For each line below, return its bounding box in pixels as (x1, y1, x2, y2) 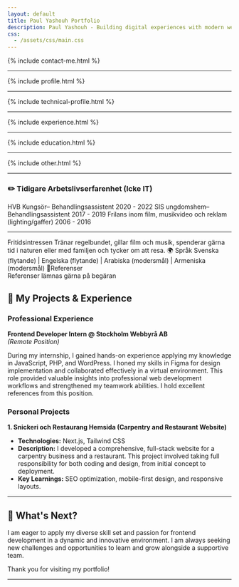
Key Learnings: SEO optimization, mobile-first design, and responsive (17, 474, 223, 483)
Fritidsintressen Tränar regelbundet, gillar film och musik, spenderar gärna (7, 238, 225, 246)
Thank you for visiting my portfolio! (7, 565, 110, 573)
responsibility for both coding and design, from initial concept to (17, 459, 206, 468)
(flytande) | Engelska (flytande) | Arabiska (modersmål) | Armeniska (7, 256, 206, 265)
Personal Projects (7, 407, 70, 417)
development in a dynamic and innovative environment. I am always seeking (7, 536, 230, 545)
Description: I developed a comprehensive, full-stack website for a (17, 445, 215, 453)
